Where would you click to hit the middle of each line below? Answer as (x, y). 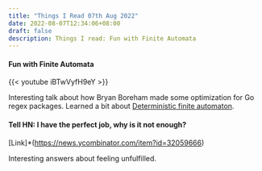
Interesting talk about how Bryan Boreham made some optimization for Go (131, 98)
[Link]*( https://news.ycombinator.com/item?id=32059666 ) (106, 143)
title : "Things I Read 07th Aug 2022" (73, 16)
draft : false (30, 31)
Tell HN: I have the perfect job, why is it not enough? (98, 125)
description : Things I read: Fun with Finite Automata (102, 38)
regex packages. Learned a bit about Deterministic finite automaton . (121, 106)
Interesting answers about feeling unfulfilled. (83, 158)
